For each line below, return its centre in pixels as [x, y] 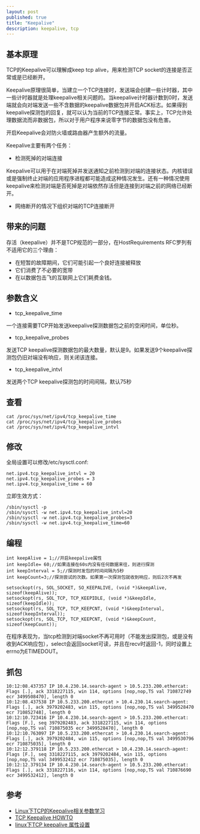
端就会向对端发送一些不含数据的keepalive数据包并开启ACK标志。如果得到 [97, 105]
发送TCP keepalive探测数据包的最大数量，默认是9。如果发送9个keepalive [97, 350]
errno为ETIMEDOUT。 [34, 651]
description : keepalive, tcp [43, 28]
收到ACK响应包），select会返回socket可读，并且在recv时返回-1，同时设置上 [99, 644]
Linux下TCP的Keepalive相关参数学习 [60, 811]
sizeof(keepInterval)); [36, 614]
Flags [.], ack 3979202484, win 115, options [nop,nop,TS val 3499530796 [100, 738]
